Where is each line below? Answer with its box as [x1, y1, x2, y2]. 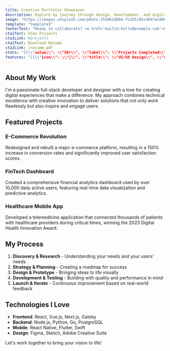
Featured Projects [5, 118, 63, 126]
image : [5, 17, 19, 22]
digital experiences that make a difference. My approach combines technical [5, 92, 165, 98]
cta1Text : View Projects [5, 31, 58, 36]
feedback [12, 286, 33, 292]
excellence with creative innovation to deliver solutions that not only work [5, 97, 158, 104]
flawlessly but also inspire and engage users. [5, 103, 100, 109]
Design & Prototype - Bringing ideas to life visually [12, 269, 119, 275]
